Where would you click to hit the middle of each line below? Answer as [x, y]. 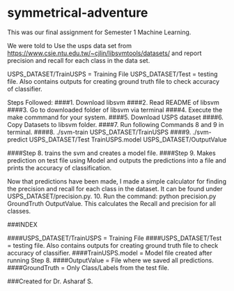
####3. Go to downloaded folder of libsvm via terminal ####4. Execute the [115, 110]
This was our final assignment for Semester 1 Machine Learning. [99, 32]
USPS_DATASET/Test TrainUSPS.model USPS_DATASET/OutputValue [128, 139]
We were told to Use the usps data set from [70, 45]
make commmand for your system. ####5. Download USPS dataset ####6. [116, 117]
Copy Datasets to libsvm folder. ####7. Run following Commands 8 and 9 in [116, 124]
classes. [19, 211]
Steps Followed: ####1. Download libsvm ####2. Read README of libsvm [113, 102]
